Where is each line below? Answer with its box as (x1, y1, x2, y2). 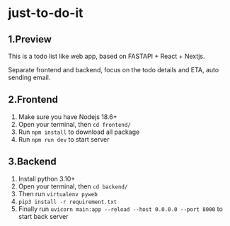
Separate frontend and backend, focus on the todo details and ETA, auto (8, 66, 219, 74)
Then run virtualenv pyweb (18, 189, 98, 198)
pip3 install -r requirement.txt (18, 198, 117, 205)
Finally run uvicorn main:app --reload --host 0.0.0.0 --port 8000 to (18, 204, 224, 213)
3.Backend (8, 156, 57, 168)
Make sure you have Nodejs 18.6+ (18, 112, 117, 121)
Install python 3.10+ (18, 174, 76, 183)
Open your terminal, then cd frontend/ (18, 120, 132, 128)
